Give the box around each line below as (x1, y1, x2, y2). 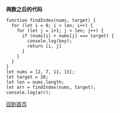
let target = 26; (6, 74, 49, 80)
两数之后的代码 (6, 6, 42, 12)
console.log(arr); (6, 89, 51, 95)
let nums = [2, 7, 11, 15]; (6, 69, 75, 75)
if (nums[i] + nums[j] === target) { (21, 33, 115, 39)
